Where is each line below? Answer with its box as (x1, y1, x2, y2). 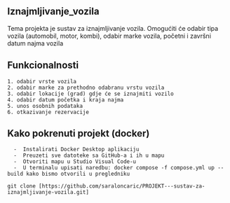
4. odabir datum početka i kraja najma (7, 96, 124, 104)
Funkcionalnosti (7, 59, 79, 71)
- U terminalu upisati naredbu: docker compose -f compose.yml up (13, 164, 215, 171)
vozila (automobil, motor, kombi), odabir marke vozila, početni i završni (7, 31, 212, 40)
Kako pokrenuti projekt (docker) (7, 127, 150, 139)
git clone (7, 183, 36, 190)
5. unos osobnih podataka (7, 102, 83, 109)
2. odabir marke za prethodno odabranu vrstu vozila (7, 84, 165, 91)
